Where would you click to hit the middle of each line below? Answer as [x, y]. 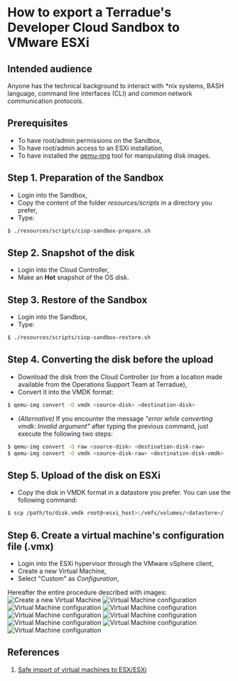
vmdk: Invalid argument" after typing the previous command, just [113, 426]
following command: [48, 500]
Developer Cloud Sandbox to [93, 27]
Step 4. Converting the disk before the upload [110, 360]
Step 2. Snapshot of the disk [71, 253]
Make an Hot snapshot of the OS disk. [73, 277]
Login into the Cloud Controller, [63, 270]
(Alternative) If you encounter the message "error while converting [115, 418]
